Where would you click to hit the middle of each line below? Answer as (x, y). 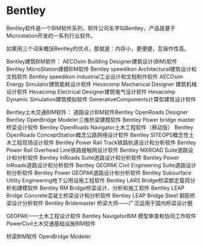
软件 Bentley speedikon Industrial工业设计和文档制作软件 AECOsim (100, 76)
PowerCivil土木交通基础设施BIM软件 (51, 223)
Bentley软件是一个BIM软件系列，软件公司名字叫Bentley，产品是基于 (91, 28)
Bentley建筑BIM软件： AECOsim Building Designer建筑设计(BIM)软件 (92, 61)
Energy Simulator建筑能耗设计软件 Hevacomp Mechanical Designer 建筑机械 (101, 84)
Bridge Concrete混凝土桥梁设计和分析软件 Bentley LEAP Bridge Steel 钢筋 (98, 195)
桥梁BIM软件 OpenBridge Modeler (49, 236)
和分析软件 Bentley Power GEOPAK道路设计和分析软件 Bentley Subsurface (99, 173)
